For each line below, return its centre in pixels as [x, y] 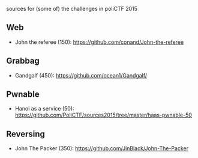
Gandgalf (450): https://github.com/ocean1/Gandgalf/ [81, 75]
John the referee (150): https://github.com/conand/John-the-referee [99, 42]
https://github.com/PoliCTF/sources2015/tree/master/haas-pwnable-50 [103, 115]
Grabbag [23, 61]
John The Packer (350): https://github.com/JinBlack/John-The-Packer [102, 148]
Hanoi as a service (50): [44, 109]
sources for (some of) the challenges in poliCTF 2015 [72, 9]
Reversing [25, 134]
